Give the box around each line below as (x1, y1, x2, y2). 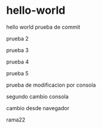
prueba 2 (6, 35, 29, 42)
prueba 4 (6, 58, 29, 65)
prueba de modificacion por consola (6, 81, 96, 89)
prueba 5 (6, 69, 29, 77)
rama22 (6, 116, 26, 123)
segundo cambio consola (6, 93, 69, 100)
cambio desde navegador (6, 104, 70, 111)
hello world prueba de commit (6, 23, 80, 31)
